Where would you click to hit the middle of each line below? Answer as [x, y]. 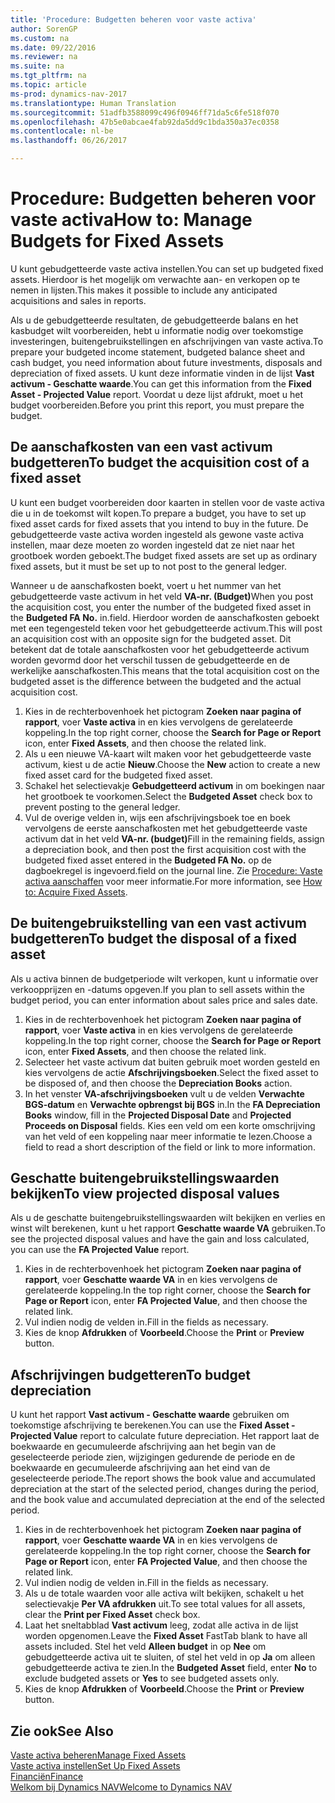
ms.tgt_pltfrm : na [48, 76]
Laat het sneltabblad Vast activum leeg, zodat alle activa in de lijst [161, 1625]
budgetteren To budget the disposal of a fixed [153, 939]
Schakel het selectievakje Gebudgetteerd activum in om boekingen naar [175, 785]
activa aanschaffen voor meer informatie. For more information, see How [173, 881]
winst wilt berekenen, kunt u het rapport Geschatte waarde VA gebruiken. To [168, 1228]
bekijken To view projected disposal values [145, 1193]
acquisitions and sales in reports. [78, 300]
